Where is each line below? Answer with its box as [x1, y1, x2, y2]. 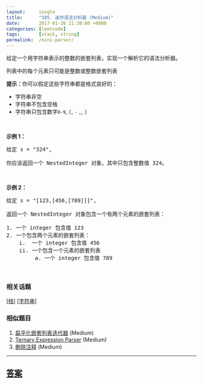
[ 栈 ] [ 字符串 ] [6, 297, 37, 305]
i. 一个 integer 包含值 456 [19, 240, 100, 246]
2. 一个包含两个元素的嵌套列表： [6, 232, 91, 239]
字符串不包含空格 [14, 101, 58, 108]
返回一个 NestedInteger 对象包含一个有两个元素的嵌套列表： [6, 211, 166, 217]
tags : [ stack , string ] [6, 31, 80, 38]
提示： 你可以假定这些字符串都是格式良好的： [6, 80, 118, 87]
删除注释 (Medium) [14, 343, 62, 350]
